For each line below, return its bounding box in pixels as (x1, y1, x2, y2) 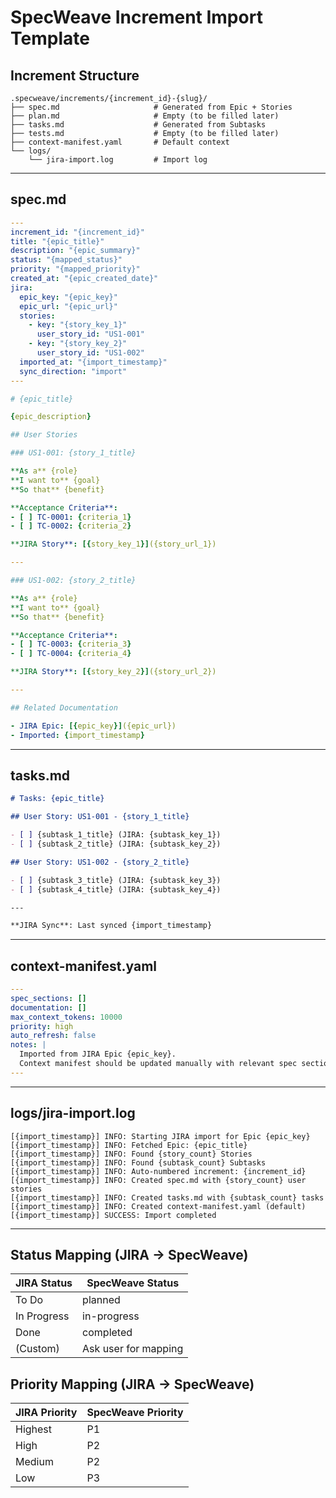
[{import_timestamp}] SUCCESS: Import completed (10, 1210, 217, 1220)
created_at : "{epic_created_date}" (10, 274, 159, 284)
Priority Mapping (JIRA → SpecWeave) (10, 1376, 255, 1393)
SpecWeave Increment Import (10, 6, 263, 29)
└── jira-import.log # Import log (28, 155, 208, 165)
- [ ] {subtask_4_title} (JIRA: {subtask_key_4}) (10, 884, 222, 895)
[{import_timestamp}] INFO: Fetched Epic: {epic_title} (10, 1140, 248, 1150)
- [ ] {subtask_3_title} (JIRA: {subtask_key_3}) (10, 875, 222, 885)
